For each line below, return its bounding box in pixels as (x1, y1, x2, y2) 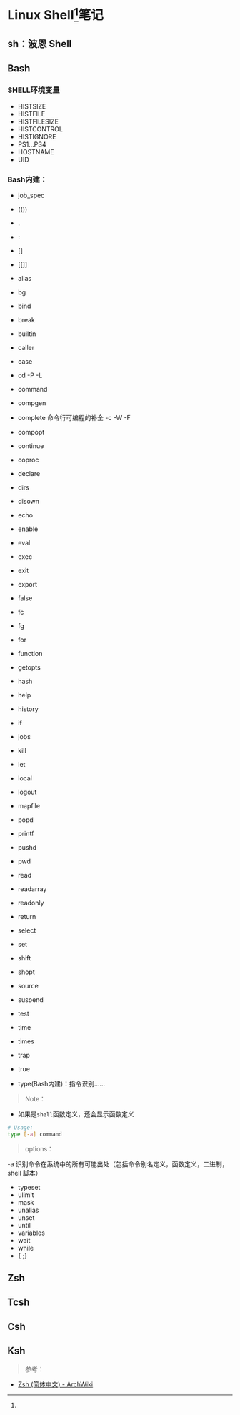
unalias (17, 1206, 39, 1214)
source (17, 981, 39, 990)
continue (17, 441, 44, 450)
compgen (17, 398, 46, 407)
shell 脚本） (7, 1168, 42, 1177)
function (17, 649, 43, 657)
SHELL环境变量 (7, 85, 60, 95)
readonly (17, 898, 44, 907)
